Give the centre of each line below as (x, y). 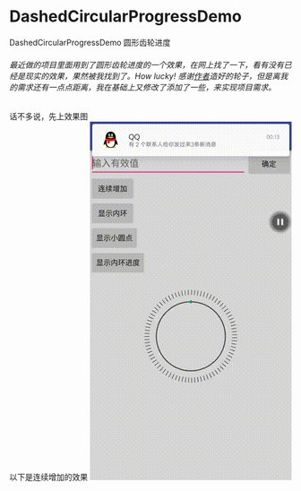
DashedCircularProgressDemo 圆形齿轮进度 (90, 42)
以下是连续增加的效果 (48, 478)
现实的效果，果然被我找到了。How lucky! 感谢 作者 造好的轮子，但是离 (152, 76)
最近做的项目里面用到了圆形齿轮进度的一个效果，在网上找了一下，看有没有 (146, 65)
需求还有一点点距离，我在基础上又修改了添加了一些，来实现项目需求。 (146, 87)
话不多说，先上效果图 (48, 116)
